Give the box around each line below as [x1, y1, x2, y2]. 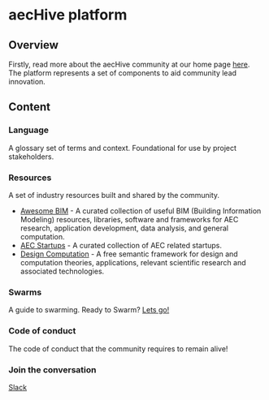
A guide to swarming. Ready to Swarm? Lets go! [8, 305, 170, 315]
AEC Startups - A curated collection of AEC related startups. [20, 240, 222, 250]
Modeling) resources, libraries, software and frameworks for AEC [20, 214, 239, 224]
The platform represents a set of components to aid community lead [8, 68, 237, 78]
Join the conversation [8, 363, 97, 375]
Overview [8, 38, 59, 52]
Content [8, 100, 51, 114]
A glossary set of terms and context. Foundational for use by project [8, 143, 237, 153]
